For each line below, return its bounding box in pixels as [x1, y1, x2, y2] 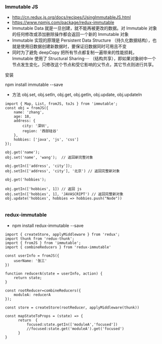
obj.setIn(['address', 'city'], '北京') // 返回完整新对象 [5, 169, 120, 174]
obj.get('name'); [5, 150, 40, 155]
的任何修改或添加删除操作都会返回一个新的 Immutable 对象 [12, 32, 129, 37]
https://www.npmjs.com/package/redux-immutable [12, 19, 115, 25]
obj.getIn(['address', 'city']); [5, 164, 73, 168]
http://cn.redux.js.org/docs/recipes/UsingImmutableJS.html [12, 15, 131, 20]
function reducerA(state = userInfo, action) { [5, 271, 103, 276]
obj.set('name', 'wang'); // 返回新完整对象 [5, 155, 93, 160]
